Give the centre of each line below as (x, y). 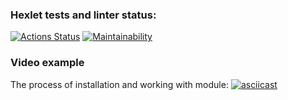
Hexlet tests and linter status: (83, 15)
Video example (47, 63)
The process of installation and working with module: (119, 84)
